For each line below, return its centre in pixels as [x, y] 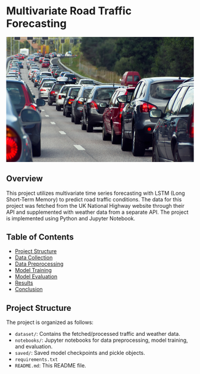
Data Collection [34, 258]
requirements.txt [36, 360]
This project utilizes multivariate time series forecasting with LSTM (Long [96, 193]
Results [24, 283]
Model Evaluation [36, 277]
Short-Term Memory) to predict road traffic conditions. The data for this [94, 199]
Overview [25, 179]
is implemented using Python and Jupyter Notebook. [71, 218]
